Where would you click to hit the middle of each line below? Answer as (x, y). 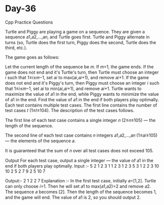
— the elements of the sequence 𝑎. (40, 141)
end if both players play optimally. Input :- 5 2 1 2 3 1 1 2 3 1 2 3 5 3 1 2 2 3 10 (82, 166)
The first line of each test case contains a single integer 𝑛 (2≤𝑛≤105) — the (80, 120)
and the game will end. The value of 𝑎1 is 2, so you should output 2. (73, 197)
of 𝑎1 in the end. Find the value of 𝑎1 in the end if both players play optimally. (82, 99)
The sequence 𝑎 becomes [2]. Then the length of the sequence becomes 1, (81, 192)
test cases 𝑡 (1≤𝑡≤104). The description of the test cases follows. (70, 110)
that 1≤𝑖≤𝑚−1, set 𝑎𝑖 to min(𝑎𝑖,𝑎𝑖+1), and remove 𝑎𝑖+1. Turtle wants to (73, 88)
